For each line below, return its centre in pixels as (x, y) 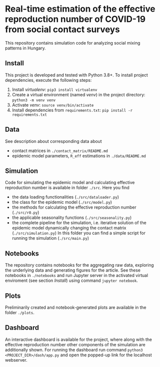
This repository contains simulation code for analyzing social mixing (73, 43)
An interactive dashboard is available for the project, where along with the (79, 339)
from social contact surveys (62, 30)
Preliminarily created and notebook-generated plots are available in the (76, 307)
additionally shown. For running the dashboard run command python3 (74, 350)
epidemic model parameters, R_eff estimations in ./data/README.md (79, 155)
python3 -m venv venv (34, 100)
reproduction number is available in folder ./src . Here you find (67, 188)
